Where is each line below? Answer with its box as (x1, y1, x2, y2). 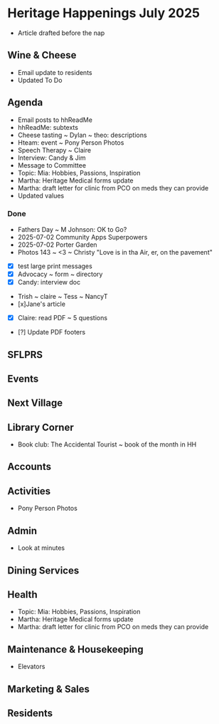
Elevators (17, 662, 46, 671)
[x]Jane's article (17, 300, 66, 308)
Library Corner (7, 421, 75, 433)
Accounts (7, 461, 52, 473)
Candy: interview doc (17, 277, 80, 286)
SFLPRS (7, 348, 43, 361)
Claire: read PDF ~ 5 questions (17, 314, 108, 322)
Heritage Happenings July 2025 (7, 5, 201, 21)
